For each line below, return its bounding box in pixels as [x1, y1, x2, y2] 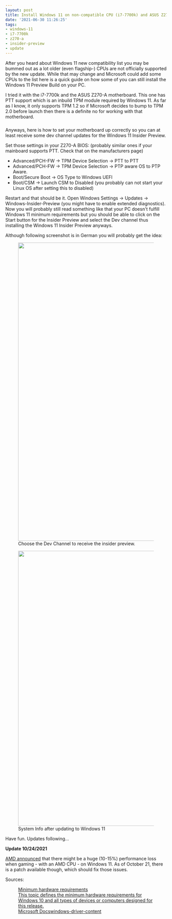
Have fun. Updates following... [5, 835, 69, 841]
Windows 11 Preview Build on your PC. [5, 82, 86, 88]
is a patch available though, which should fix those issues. [5, 866, 128, 872]
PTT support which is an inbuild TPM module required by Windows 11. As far [5, 97, 166, 103]
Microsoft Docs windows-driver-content [18, 908, 101, 914]
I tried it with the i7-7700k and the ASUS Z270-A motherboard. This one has [5, 92, 165, 98]
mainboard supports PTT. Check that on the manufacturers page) [5, 148, 143, 154]
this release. [18, 903, 44, 909]
